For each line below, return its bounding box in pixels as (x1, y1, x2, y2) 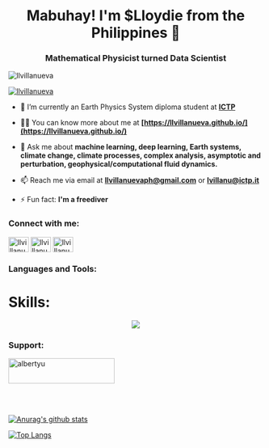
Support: (8, 339, 44, 350)
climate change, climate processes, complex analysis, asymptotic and (19, 150, 261, 160)
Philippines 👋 (90, 23, 181, 42)
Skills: (8, 293, 51, 311)
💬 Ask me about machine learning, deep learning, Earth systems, (19, 142, 242, 152)
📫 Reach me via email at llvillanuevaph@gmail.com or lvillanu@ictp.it (19, 175, 260, 185)
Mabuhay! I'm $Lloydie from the (26, 6, 246, 25)
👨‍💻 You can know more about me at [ (19, 118, 145, 128)
